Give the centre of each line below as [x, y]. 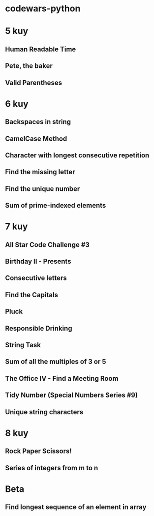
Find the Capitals [31, 295]
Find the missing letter [40, 172]
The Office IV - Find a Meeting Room [62, 379]
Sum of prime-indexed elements [56, 205]
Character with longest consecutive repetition [77, 155]
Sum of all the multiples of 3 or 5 [56, 362]
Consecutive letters [36, 278]
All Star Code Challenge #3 [47, 245]
